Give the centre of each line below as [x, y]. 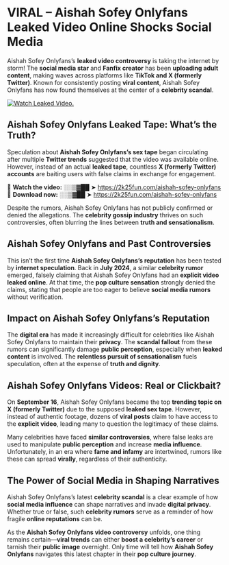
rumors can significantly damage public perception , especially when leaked [115, 349]
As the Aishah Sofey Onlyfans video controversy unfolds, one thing [104, 532]
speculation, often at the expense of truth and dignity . [84, 364]
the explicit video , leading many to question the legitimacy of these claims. [113, 424]
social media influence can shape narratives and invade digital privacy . [109, 504]
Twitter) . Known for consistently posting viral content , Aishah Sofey [104, 82]
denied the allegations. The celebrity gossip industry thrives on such [105, 215]
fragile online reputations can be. [55, 519]
